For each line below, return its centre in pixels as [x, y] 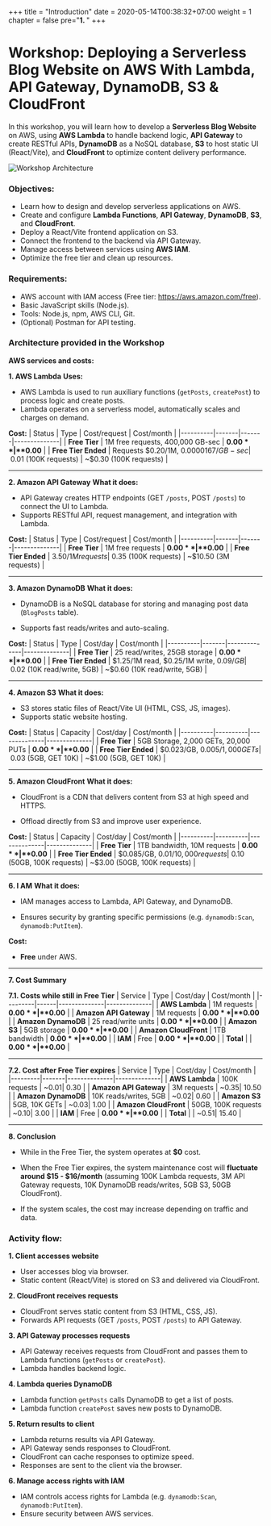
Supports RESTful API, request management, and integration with [129, 515]
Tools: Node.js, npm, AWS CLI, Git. [77, 313]
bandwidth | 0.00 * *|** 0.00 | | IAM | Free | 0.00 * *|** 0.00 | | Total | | [130, 1038]
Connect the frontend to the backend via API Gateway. [110, 240]
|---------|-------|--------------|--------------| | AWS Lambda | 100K [123, 1079]
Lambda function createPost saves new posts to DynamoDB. [121, 1408]
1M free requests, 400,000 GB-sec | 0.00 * [176, 441]
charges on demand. [54, 417]
